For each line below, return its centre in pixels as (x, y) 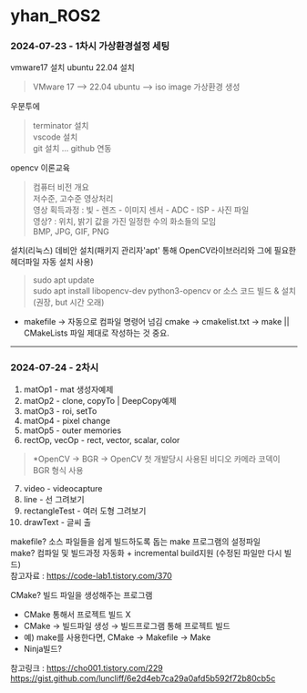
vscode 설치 (55, 137)
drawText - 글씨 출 (57, 522)
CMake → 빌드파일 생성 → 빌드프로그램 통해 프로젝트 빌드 (127, 626)
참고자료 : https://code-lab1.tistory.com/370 (91, 575)
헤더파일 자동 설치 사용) (52, 262)
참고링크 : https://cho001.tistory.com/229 (87, 667)
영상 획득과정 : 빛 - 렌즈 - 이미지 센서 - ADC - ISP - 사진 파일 (141, 210)
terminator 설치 (61, 126)
